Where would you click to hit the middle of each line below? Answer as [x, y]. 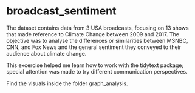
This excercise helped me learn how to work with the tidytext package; [95, 65]
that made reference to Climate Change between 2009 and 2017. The [93, 34]
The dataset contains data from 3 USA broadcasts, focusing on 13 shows [98, 28]
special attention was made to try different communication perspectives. [97, 71]
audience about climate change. [46, 53]
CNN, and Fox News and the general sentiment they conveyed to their [94, 47]
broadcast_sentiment [61, 11]
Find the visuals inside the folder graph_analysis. [67, 83]
